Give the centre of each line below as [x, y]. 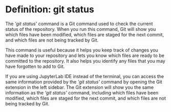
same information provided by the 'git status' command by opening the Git [84, 82]
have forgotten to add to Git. [35, 66]
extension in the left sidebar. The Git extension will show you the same [80, 87]
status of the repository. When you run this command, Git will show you [81, 29]
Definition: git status [50, 10]
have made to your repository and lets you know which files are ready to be [85, 55]
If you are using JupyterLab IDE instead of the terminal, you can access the [85, 76]
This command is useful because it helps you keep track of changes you [82, 50]
